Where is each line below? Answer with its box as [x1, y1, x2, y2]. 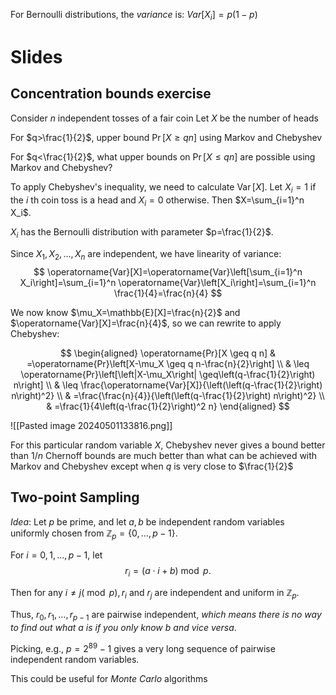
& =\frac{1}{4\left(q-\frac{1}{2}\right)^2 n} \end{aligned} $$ [46, 400, 290, 412]
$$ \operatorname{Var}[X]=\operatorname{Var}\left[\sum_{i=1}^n [33, 265, 303, 278]
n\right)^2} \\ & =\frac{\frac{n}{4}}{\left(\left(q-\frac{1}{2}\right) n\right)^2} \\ [11, 389, 325, 401]
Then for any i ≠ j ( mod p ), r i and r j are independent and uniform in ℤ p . [10, 587, 300, 601]
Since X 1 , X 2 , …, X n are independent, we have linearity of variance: [10, 248, 282, 262]
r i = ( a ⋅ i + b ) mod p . [124, 564, 212, 579]
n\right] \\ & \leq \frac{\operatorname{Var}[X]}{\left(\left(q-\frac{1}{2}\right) [13, 379, 323, 391]
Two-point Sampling [10, 489, 140, 506]
